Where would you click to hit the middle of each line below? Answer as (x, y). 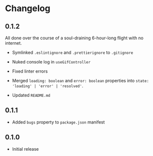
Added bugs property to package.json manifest (59, 122)
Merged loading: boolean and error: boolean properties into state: (80, 81)
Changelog (28, 8)
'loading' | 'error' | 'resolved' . (48, 86)
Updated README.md (31, 95)
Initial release (25, 149)
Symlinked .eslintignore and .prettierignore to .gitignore (73, 52)
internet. (13, 43)
